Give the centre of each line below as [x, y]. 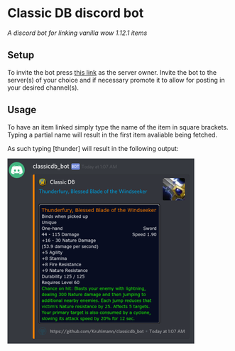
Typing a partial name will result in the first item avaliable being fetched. [113, 135]
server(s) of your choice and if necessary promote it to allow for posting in [116, 80]
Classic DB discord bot [76, 13]
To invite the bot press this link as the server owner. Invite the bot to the [112, 72]
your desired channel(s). [43, 88]
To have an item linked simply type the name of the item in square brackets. [118, 127]
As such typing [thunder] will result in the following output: [93, 148]
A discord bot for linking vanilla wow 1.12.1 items [77, 33]
